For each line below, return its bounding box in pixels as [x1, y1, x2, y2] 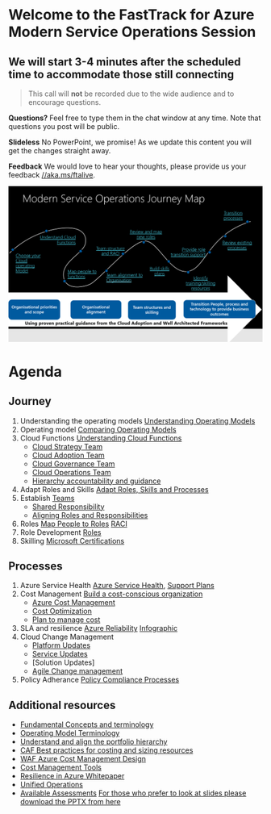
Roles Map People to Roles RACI [19, 519, 127, 528]
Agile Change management [31, 666, 123, 676]
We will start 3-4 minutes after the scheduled [8, 55, 241, 69]
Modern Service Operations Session [8, 23, 256, 41]
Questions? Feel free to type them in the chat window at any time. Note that [8, 113, 261, 123]
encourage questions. [27, 98, 102, 106]
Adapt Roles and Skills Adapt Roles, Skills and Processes [19, 484, 209, 494]
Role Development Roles [19, 527, 102, 537]
